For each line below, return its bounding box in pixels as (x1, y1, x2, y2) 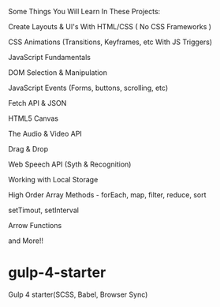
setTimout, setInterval (8, 205, 79, 215)
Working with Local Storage (8, 175, 99, 184)
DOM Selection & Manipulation (8, 68, 108, 77)
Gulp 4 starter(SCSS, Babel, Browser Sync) (8, 290, 148, 299)
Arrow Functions (8, 221, 62, 230)
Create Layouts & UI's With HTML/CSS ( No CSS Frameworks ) (8, 22, 211, 31)
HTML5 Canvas (8, 114, 59, 123)
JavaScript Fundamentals (8, 53, 91, 62)
